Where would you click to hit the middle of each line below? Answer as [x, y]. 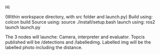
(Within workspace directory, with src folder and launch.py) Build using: [79, 17]
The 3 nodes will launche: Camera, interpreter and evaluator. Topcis [75, 37]
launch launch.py [23, 27]
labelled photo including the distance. [44, 47]
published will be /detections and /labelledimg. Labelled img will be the [78, 42]
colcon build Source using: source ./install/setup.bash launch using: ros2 [80, 22]
